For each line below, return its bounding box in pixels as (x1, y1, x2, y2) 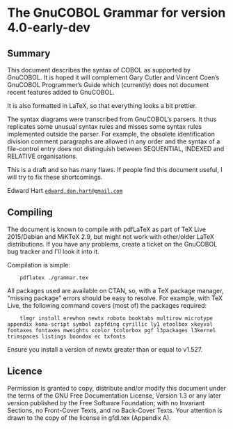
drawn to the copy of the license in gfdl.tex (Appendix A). (7, 413, 172, 422)
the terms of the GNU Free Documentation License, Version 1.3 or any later (7, 391, 221, 400)
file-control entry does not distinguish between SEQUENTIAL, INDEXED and (7, 145, 225, 153)
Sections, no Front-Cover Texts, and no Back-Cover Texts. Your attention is (7, 406, 223, 414)
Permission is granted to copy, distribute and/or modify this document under (7, 384, 227, 392)
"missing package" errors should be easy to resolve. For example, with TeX (7, 294, 223, 302)
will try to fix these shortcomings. (7, 173, 103, 181)
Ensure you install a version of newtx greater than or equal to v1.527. (7, 345, 203, 353)
